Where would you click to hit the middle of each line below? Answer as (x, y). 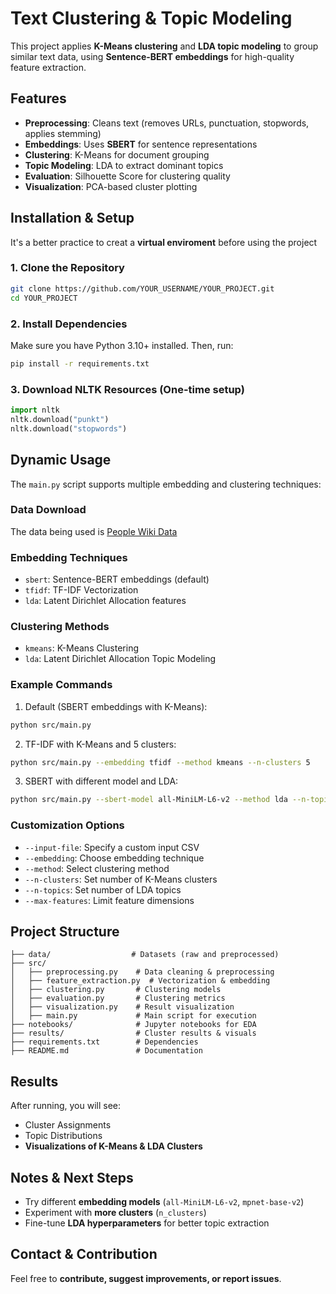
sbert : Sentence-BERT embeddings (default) (117, 579)
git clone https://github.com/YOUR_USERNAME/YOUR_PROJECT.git (142, 288)
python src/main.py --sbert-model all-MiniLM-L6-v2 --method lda (149, 800)
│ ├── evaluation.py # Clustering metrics (118, 998)
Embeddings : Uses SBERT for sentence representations (141, 144)
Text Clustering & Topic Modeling (151, 18)
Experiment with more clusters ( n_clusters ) (115, 1213)
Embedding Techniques (69, 557)
